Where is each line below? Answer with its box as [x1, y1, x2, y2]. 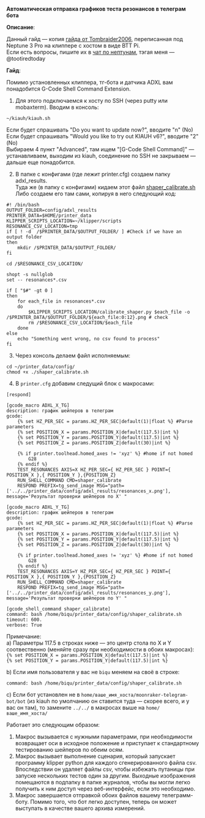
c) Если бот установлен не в [6, 691, 80, 698]
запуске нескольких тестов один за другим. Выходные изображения [15, 772, 196, 779]
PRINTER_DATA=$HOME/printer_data [6, 212, 92, 219]
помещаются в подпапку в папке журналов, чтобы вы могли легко [15, 779, 191, 786]
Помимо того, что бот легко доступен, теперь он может [30, 798, 177, 805]
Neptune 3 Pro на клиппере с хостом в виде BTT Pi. [6, 42, 140, 49]
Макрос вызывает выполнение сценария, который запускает [15, 752, 176, 760]
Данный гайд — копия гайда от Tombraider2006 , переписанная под [6, 36, 184, 42]
